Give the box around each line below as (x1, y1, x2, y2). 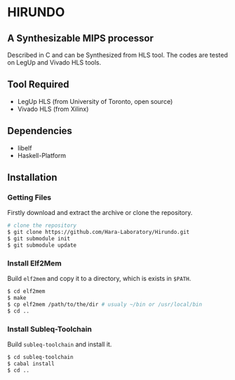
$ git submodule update (7, 242, 77, 249)
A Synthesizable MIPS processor (7, 32, 154, 44)
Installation (7, 171, 58, 183)
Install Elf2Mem (7, 258, 62, 268)
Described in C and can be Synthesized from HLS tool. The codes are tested (7, 51, 228, 59)
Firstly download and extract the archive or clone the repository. (7, 209, 193, 217)
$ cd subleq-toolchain (7, 353, 74, 360)
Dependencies (7, 125, 72, 137)
